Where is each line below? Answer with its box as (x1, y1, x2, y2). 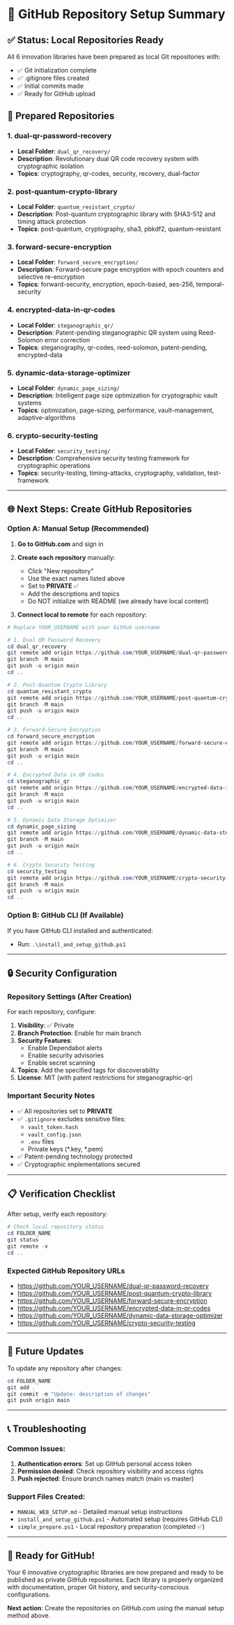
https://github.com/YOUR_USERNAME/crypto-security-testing (17, 1319, 196, 1327)
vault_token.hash (27, 1124, 79, 1131)
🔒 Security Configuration (7, 967, 117, 979)
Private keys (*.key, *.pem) (27, 1144, 103, 1153)
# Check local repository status (7, 1223, 104, 1230)
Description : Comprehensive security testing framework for (17, 454, 190, 462)
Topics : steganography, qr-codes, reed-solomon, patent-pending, (17, 343, 208, 352)
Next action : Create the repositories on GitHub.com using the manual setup (7, 1604, 224, 1612)
